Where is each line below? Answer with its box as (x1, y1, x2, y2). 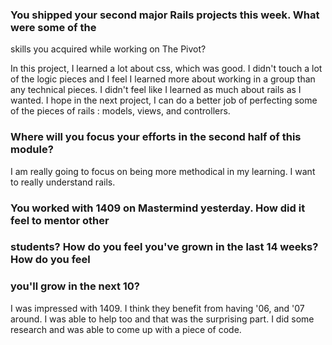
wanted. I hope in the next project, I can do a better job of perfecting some (10, 94, 318, 107)
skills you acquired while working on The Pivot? (10, 43, 207, 55)
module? (10, 143, 54, 157)
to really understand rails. (10, 176, 116, 188)
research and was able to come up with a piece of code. (10, 323, 242, 335)
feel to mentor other (10, 213, 110, 227)
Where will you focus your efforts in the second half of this (10, 130, 302, 144)
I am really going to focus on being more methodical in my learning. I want (10, 165, 316, 177)
